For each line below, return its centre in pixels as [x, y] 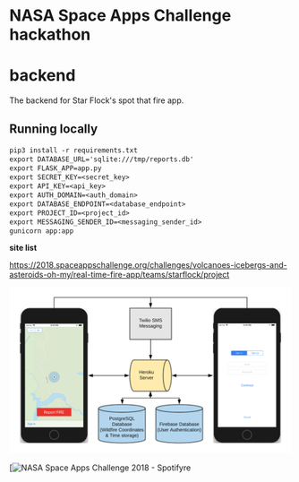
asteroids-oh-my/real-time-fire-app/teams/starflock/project [120, 274]
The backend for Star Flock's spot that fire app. [97, 100]
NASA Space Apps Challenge [120, 16]
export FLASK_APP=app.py [56, 168]
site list [23, 247]
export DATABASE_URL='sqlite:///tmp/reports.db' [102, 159]
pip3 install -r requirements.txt [74, 150]
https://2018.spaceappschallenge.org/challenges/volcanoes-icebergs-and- [149, 264]
